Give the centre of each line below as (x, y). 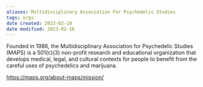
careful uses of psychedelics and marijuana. (62, 66)
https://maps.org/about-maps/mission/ (55, 77)
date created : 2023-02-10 (39, 23)
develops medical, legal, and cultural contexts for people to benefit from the (101, 59)
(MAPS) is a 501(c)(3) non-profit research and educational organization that (101, 53)
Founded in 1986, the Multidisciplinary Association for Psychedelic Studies (100, 46)
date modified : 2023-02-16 (41, 29)
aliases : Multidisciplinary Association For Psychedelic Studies (91, 12)
